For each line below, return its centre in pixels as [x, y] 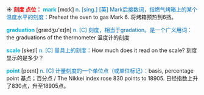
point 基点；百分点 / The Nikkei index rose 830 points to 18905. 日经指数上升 [102, 78]
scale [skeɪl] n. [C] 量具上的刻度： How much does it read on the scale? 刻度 [102, 50]
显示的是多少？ [25, 58]
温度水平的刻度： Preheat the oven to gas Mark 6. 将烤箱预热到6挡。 [92, 17]
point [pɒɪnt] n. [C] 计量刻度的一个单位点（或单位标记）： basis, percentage [100, 71]
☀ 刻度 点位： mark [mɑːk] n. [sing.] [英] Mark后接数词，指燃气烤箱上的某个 [102, 9]
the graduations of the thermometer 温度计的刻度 [68, 38]
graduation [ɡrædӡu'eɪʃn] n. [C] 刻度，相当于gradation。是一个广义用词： [100, 30]
